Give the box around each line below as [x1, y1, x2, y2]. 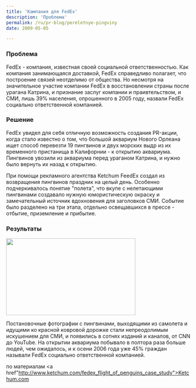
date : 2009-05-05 [6, 25, 49, 31]
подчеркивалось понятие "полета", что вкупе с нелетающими [6, 185, 164, 192]
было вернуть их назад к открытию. [6, 160, 97, 167]
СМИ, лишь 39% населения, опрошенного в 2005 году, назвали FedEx [6, 95, 184, 102]
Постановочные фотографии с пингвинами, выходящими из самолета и [6, 320, 188, 327]
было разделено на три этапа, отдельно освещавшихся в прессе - [6, 203, 175, 211]
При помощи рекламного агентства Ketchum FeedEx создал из [6, 172, 165, 179]
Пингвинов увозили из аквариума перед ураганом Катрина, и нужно [6, 154, 181, 161]
